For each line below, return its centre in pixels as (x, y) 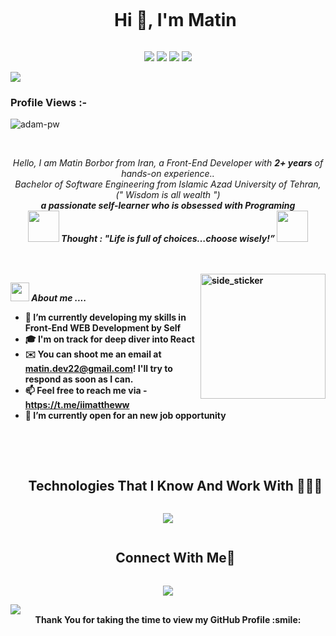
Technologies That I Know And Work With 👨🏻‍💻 (175, 485)
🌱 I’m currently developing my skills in (105, 317)
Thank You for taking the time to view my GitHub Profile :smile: (168, 619)
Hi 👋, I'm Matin (175, 20)
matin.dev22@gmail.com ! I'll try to (98, 369)
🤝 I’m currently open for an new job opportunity (125, 416)
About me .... (59, 298)
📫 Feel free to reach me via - (86, 391)
